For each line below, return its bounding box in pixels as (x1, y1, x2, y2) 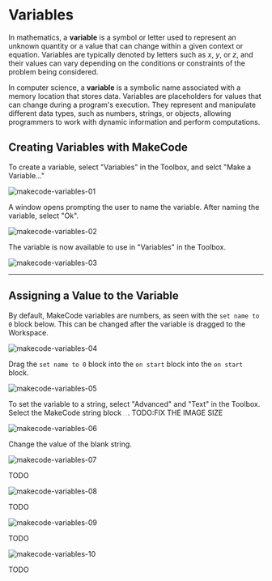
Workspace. (8, 327, 49, 337)
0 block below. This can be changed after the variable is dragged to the (8, 318, 246, 329)
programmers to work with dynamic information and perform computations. (8, 117, 261, 126)
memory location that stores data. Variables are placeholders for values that (8, 91, 261, 100)
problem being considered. (8, 66, 99, 76)
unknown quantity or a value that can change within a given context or (8, 41, 244, 50)
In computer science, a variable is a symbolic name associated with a (8, 83, 241, 92)
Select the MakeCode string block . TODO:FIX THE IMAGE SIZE (8, 408, 223, 417)
